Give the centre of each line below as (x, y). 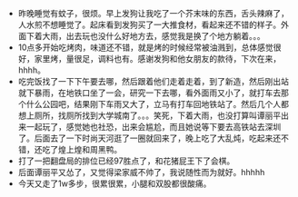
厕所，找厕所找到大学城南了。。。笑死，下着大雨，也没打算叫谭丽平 (158, 115)
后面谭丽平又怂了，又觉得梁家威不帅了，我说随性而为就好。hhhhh (141, 172)
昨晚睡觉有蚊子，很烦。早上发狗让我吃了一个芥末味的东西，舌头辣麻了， (153, 13)
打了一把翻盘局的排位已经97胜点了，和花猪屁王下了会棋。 (126, 161)
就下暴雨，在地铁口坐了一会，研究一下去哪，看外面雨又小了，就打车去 (149, 93)
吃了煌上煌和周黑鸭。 (82, 149)
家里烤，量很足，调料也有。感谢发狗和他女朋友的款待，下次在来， (158, 59)
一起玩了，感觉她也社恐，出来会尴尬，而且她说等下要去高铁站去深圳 (154, 127)
